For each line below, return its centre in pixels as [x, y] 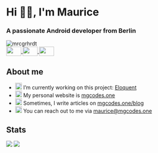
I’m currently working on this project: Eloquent [80, 88]
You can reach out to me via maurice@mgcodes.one [87, 111]
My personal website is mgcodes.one [69, 95]
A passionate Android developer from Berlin [71, 31]
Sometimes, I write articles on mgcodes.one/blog [83, 103]
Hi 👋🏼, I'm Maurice [53, 12]
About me [25, 72]
